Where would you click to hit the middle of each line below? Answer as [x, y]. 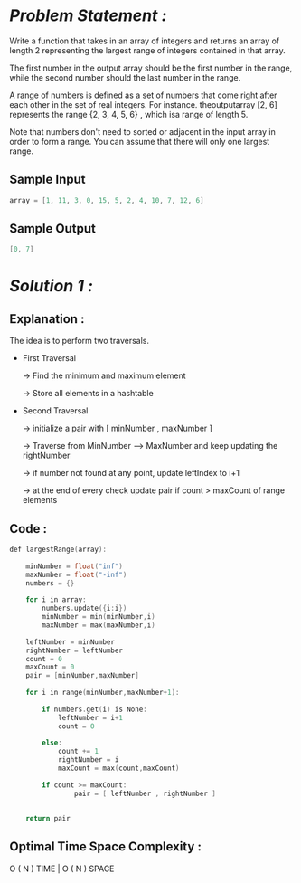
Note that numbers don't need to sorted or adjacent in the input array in [142, 131]
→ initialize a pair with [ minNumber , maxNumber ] [117, 428]
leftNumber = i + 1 [90, 717]
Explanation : [47, 319]
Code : [28, 529]
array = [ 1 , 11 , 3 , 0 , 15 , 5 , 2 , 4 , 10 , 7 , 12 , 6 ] [107, 200]
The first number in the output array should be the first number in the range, [151, 68]
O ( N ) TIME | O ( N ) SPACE [62, 869]
